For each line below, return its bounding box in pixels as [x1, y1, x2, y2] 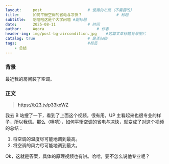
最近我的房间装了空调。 [5, 76, 55, 82]
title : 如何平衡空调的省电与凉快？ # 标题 [5, 12, 129, 17]
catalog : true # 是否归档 [5, 36, 108, 41]
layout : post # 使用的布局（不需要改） [5, 7, 134, 13]
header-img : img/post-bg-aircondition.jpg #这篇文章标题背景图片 [5, 31, 147, 36]
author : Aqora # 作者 [5, 27, 109, 32]
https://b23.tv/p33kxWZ [17, 102, 69, 108]
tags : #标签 [5, 41, 98, 46]
